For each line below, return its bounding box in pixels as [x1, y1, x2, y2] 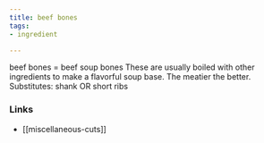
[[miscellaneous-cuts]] [21, 123, 107, 134]
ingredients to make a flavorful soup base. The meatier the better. [9, 71, 251, 82]
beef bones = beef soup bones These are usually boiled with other [9, 62, 255, 72]
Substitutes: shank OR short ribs [9, 81, 128, 92]
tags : [9, 21, 30, 30]
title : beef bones [9, 13, 78, 22]
